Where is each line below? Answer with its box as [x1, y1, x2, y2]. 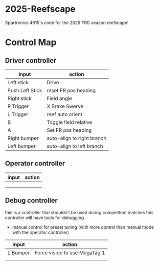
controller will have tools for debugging [5, 215, 84, 220]
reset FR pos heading [46, 87, 96, 94]
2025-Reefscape [5, 3, 76, 15]
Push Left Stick [7, 87, 43, 94]
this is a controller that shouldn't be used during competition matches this [5, 209, 154, 215]
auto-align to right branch [46, 135, 107, 142]
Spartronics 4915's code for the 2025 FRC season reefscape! [5, 20, 129, 25]
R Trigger [7, 103, 29, 110]
